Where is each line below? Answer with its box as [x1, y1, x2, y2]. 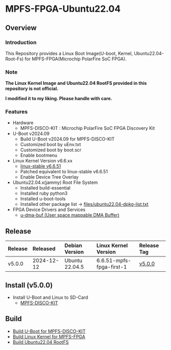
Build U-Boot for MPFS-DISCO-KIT [12, 328, 85, 334]
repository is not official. [5, 85, 59, 92]
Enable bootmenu [20, 152, 58, 158]
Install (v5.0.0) [5, 281, 53, 289]
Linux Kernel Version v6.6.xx [12, 158, 73, 164]
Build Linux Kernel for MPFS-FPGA [12, 333, 85, 340]
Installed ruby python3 [20, 190, 68, 197]
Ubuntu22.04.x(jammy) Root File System [12, 179, 98, 185]
